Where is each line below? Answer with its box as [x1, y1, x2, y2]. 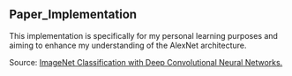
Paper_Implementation [9, 7, 138, 22]
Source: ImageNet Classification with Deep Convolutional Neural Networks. [9, 57, 283, 67]
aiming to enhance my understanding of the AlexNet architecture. [9, 40, 247, 50]
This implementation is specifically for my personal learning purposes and [9, 30, 278, 41]
